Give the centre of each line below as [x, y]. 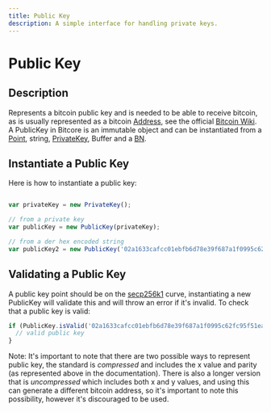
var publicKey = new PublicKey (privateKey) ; [84, 227]
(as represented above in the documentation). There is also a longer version [134, 373]
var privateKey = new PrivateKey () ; [70, 205]
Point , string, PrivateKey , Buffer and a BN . [77, 138]
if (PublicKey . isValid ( [48, 326]
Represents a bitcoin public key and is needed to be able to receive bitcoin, [133, 112]
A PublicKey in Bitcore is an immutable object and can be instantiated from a [135, 129]
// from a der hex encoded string [67, 242]
